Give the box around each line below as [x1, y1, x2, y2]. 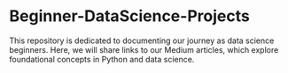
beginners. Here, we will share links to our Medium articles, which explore [9, 44, 279, 55]
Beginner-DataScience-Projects [9, 6, 250, 26]
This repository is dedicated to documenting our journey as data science [9, 35, 275, 46]
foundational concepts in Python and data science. [9, 54, 195, 64]
